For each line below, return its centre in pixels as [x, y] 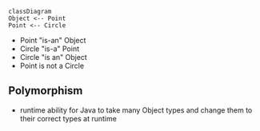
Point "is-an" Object [53, 40]
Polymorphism [46, 91]
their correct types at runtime [68, 118]
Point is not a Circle [52, 65]
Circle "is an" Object [54, 57]
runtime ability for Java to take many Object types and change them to [136, 110]
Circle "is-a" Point [50, 49]
